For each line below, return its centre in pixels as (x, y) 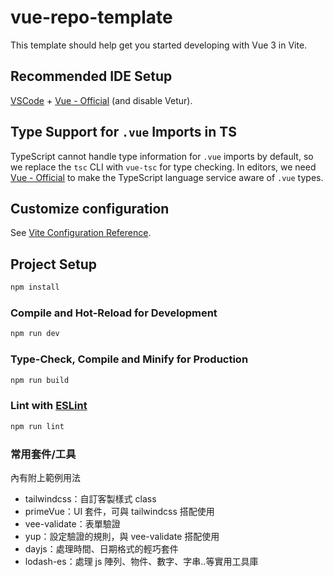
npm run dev (35, 334)
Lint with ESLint (49, 406)
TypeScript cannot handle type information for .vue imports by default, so (162, 156)
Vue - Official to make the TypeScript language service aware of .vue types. (167, 177)
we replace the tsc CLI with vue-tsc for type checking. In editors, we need (163, 167)
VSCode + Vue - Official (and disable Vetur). (101, 100)
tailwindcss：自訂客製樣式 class (90, 498)
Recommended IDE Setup (91, 76)
